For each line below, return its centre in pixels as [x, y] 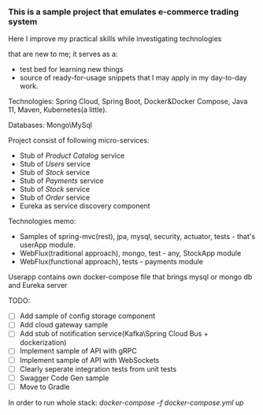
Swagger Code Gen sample [64, 378]
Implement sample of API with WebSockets [89, 360]
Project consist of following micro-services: [79, 140]
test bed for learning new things [71, 69]
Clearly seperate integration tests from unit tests [98, 368]
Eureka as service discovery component [85, 206]
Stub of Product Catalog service [72, 155]
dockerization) [43, 342]
